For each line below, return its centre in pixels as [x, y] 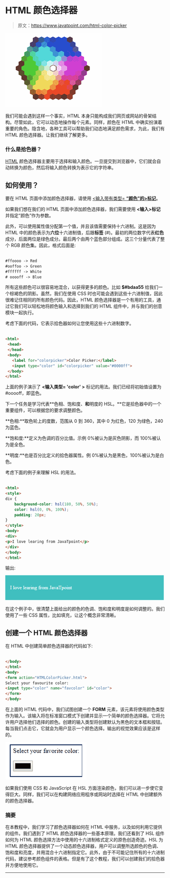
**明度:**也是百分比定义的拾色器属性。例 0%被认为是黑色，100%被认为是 [82, 455]
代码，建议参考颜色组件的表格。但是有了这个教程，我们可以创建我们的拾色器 [85, 859]
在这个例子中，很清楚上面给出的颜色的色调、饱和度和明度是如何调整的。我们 [85, 609]
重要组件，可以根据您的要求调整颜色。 [45, 410]
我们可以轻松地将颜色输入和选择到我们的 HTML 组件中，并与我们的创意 [88, 306]
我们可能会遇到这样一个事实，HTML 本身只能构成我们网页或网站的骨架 [79, 116]
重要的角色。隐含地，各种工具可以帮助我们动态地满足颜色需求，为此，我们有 [85, 128]
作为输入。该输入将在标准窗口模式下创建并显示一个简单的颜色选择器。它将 [83, 716]
